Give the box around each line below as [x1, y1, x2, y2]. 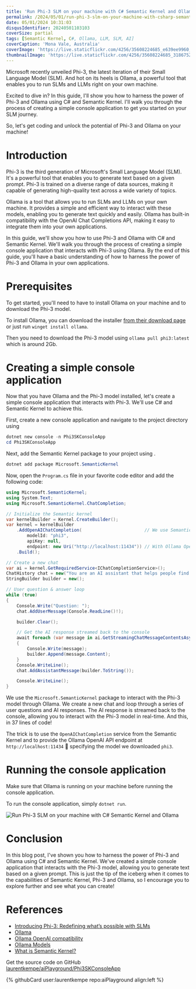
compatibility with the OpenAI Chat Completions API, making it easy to [6, 217, 175, 224]
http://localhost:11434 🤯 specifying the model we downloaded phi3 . [6, 743, 174, 750]
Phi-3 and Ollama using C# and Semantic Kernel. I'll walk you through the [6, 98, 183, 105]
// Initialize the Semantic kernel [6, 511, 93, 517]
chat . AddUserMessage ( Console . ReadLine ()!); [16, 608, 124, 614]
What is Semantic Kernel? [14, 947, 76, 954]
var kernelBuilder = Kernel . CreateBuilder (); [6, 516, 118, 522]
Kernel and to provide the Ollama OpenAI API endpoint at [6, 737, 143, 744]
